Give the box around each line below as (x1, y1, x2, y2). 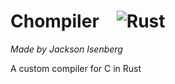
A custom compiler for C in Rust (10, 62, 142, 74)
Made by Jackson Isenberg (10, 43, 123, 55)
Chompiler (10, 10, 100, 33)
